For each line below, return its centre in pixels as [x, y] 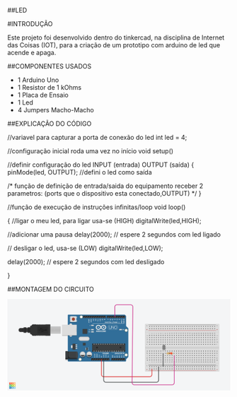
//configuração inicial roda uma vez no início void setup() [91, 151]
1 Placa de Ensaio [43, 95]
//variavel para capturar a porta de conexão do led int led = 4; [97, 137]
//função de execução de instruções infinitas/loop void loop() [97, 207]
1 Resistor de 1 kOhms [50, 87]
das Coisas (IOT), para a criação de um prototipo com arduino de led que [114, 45]
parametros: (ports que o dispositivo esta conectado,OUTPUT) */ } [104, 193]
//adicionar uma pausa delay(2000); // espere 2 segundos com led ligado [114, 235]
